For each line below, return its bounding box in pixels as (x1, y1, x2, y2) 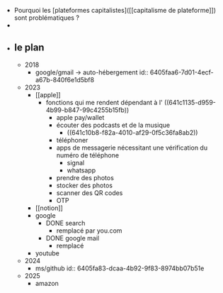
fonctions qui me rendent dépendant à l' (45, 98, 163, 106)
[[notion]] (35, 204, 64, 212)
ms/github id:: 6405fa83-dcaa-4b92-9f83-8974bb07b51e (35, 264, 205, 272)
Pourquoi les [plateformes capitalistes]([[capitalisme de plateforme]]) (13, 6, 217, 14)
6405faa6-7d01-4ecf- (149, 67, 214, 77)
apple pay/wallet (56, 113, 105, 121)
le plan (13, 42, 45, 54)
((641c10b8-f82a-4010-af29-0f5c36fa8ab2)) (67, 128, 198, 137)
